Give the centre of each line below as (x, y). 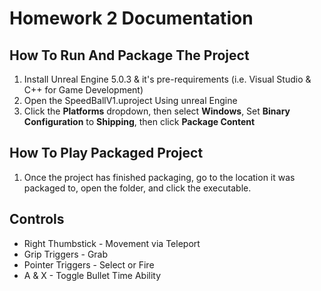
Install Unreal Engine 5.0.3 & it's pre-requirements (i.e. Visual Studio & (167, 79)
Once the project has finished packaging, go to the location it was (159, 177)
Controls (37, 219)
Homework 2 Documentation (131, 18)
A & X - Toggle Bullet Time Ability (92, 275)
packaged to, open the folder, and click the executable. (137, 188)
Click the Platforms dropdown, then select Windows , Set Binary (157, 111)
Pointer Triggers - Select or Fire (89, 264)
